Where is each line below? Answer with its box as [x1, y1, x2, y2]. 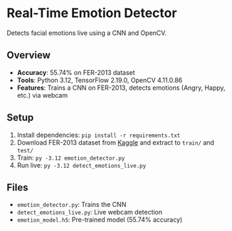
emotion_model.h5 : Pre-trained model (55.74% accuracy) [16, 215, 183, 224]
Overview [6, 49, 51, 61]
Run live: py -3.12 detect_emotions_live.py [16, 160, 147, 169]
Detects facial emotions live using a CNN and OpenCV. [6, 29, 167, 37]
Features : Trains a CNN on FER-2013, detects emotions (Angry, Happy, [16, 83, 226, 92]
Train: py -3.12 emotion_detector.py [16, 153, 125, 162]
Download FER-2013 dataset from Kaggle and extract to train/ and [16, 138, 215, 147]
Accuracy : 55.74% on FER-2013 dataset [16, 68, 136, 76]
